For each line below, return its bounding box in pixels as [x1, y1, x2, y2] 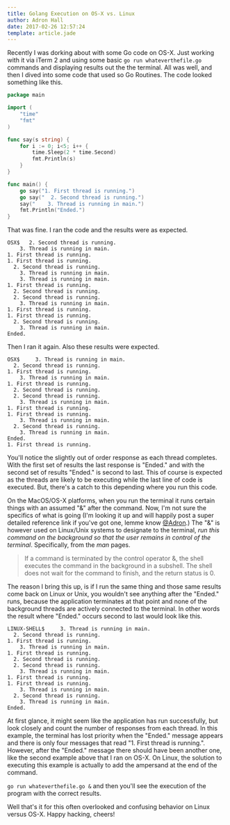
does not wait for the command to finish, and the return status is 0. [24, 569, 215, 578]
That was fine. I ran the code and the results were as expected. [7, 226, 188, 234]
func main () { [7, 181, 49, 188]
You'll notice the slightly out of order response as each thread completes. [7, 453, 217, 462]
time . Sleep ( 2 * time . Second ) [32, 149, 117, 156]
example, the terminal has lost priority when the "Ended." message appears [7, 731, 224, 740]
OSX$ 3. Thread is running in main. [7, 356, 126, 364]
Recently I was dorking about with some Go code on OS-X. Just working [7, 49, 215, 57]
